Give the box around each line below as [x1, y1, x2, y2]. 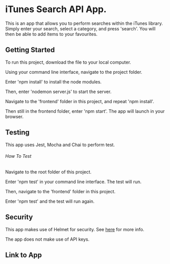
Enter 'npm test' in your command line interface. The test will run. [5, 179, 142, 185]
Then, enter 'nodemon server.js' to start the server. [5, 89, 112, 95]
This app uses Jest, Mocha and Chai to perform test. [5, 142, 115, 148]
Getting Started [5, 46, 55, 54]
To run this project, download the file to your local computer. [5, 59, 132, 65]
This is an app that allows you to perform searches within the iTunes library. [5, 20, 163, 26]
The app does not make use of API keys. [5, 236, 90, 242]
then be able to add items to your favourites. [5, 31, 98, 37]
